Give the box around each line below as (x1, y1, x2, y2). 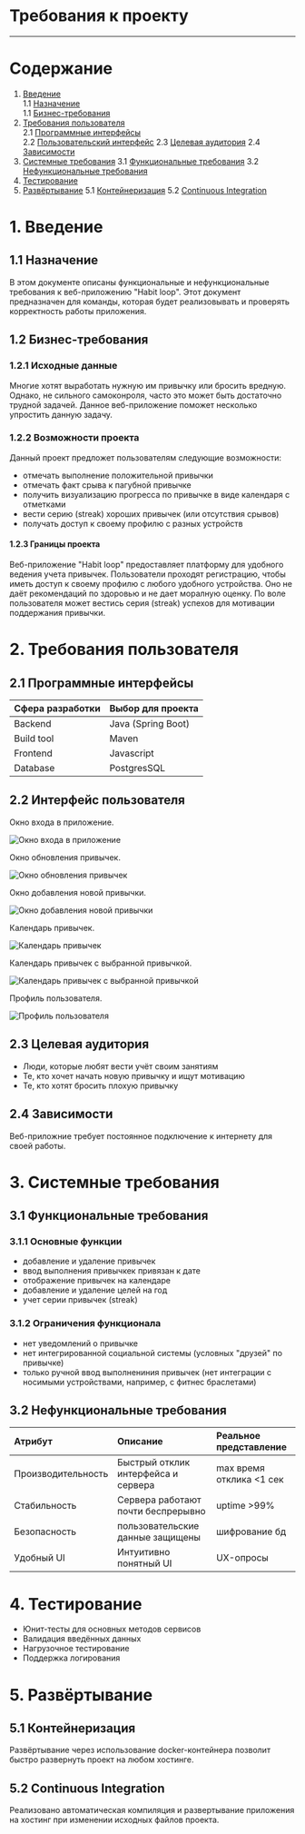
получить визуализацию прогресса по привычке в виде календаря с (22, 489, 290, 500)
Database (14, 762, 55, 775)
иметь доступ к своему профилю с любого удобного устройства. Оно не (9, 579, 293, 590)
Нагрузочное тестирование (22, 1643, 130, 1654)
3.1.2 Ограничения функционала (9, 1317, 162, 1330)
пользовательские (117, 1520, 200, 1532)
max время (216, 1462, 265, 1474)
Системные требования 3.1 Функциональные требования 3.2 (22, 155, 260, 166)
